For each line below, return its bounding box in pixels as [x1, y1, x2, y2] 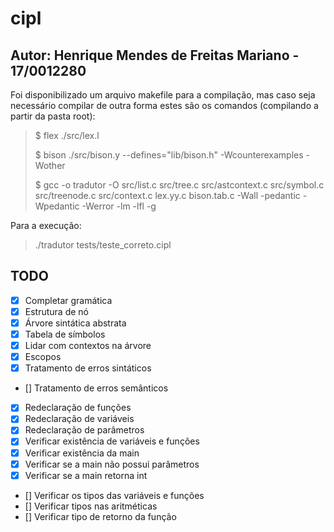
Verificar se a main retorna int [24, 469, 148, 481]
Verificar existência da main [24, 447, 140, 459]
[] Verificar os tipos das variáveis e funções [24, 489, 205, 501]
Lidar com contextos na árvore [24, 340, 152, 352]
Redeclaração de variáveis [24, 413, 135, 425]
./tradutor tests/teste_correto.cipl [34, 239, 172, 251]
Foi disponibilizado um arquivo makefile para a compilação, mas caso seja [10, 89, 316, 101]
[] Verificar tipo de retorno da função [24, 510, 177, 522]
